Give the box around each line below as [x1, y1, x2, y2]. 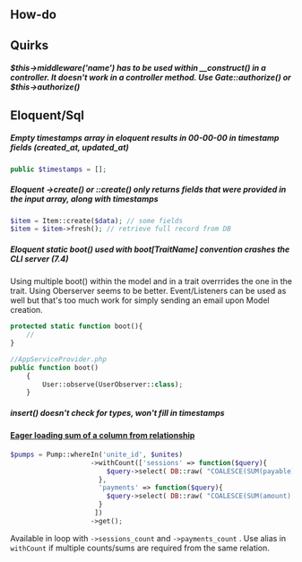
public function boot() [10, 363, 99, 372]
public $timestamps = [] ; [10, 165, 107, 174]
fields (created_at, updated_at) [10, 143, 129, 153]
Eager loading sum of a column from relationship [10, 430, 195, 441]
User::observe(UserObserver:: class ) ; [42, 380, 183, 389]
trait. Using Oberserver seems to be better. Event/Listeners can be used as [10, 286, 287, 297]
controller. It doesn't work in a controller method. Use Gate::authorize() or [10, 72, 291, 83]
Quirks [10, 38, 48, 53]
